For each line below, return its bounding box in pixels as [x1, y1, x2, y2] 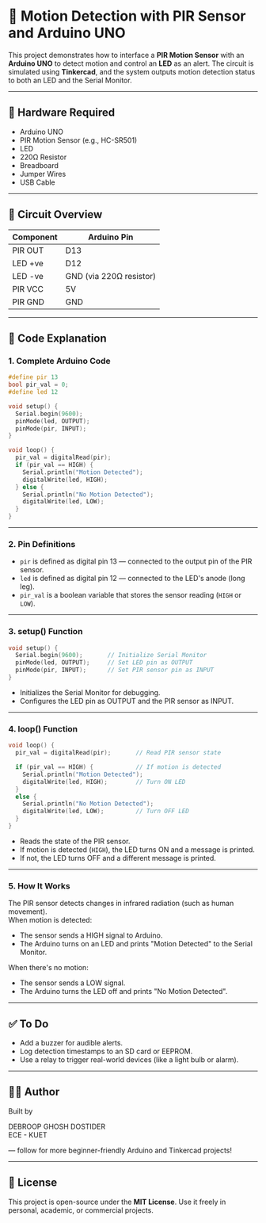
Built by [8, 1106, 33, 1116]
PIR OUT [12, 245, 44, 256]
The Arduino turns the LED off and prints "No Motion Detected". [19, 987, 228, 996]
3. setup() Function [8, 626, 83, 637]
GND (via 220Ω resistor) [65, 270, 157, 281]
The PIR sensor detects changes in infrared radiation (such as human [8, 899, 234, 908]
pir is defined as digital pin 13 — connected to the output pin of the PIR [19, 556, 253, 566]
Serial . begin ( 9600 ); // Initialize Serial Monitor [15, 652, 207, 659]
